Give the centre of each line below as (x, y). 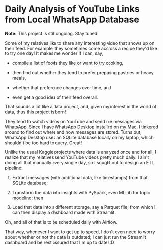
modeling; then (28, 198)
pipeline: (14, 168)
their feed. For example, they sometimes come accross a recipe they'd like (81, 48)
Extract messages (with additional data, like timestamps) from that (80, 177)
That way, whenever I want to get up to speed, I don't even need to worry (80, 232)
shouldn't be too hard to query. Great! (44, 143)
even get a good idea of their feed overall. (55, 97)
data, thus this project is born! (36, 112)
